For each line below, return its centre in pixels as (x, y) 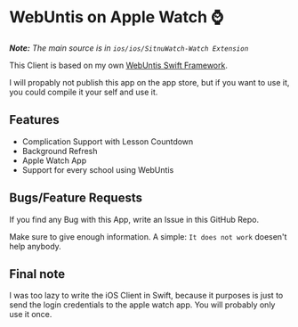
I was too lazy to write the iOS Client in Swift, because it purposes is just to (146, 296)
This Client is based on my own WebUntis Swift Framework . (119, 65)
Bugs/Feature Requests (76, 198)
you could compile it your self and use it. (84, 92)
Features (34, 120)
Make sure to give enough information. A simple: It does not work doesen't (148, 236)
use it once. (31, 315)
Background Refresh (60, 151)
